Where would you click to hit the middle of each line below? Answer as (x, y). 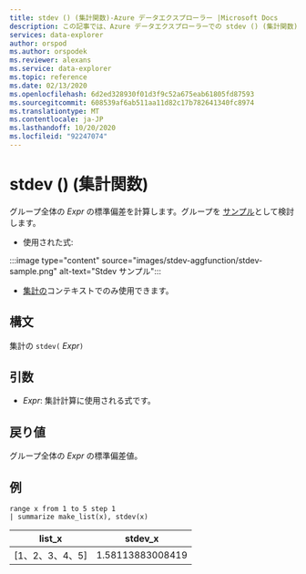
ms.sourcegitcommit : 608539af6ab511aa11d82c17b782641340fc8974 (132, 102)
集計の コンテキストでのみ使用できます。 (98, 290)
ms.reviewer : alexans (51, 60)
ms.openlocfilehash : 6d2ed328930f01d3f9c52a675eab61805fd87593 (132, 94)
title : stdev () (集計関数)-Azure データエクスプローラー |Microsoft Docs (144, 18)
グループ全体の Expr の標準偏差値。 (76, 456)
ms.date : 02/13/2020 (49, 86)
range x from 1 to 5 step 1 (63, 509)
